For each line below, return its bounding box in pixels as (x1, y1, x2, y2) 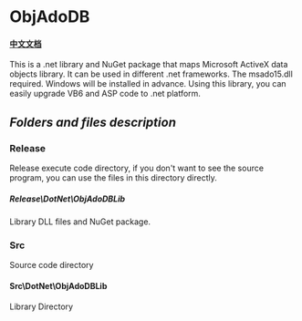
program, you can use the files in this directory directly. (9, 172, 217, 183)
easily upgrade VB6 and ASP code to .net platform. (9, 88, 201, 99)
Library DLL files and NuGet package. (9, 216, 151, 227)
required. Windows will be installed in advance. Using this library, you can (9, 78, 286, 89)
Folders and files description (9, 114, 176, 129)
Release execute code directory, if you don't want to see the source (9, 162, 265, 174)
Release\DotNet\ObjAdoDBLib (9, 193, 126, 204)
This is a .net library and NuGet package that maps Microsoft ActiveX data (9, 59, 288, 70)
